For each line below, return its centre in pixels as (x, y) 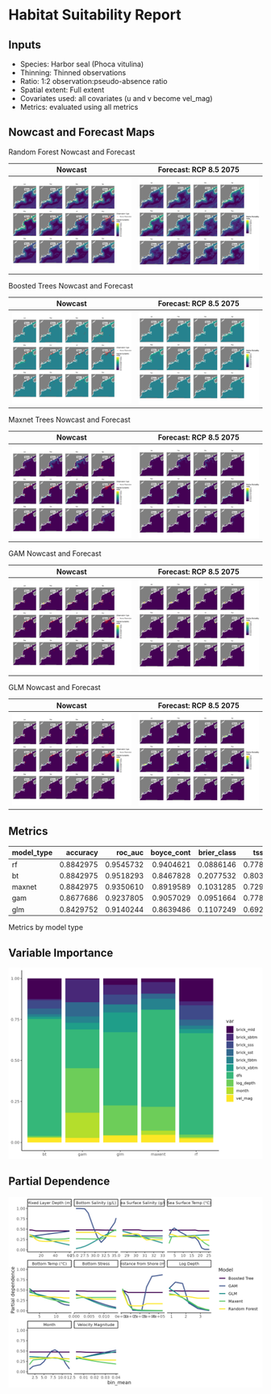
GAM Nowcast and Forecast (55, 554)
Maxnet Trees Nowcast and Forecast (69, 419)
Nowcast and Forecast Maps (81, 132)
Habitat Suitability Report (95, 15)
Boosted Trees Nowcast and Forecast (71, 285)
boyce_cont (171, 853)
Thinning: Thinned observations (73, 73)
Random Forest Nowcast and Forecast (72, 152)
